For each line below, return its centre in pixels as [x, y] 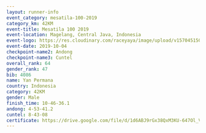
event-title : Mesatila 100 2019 [48, 29]
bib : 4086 [19, 75]
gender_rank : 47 [27, 69]
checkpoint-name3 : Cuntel [39, 58]
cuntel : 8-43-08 [27, 115]
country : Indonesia [31, 86]
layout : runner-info [33, 12]
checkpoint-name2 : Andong [39, 52]
